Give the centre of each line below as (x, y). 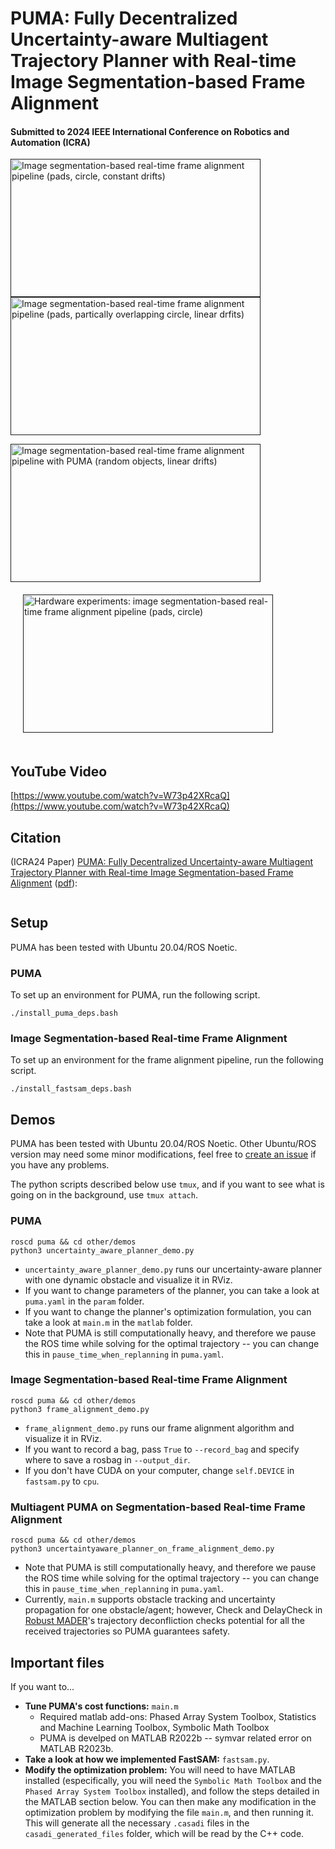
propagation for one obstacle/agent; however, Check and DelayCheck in (173, 1610)
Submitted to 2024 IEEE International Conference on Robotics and (150, 131)
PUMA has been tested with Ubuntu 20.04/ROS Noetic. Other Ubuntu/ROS (163, 1144)
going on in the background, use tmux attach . (104, 1195)
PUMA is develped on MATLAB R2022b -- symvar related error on (175, 1738)
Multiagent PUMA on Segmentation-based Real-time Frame (158, 1507)
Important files (57, 1662)
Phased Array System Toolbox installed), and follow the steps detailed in (172, 1791)
